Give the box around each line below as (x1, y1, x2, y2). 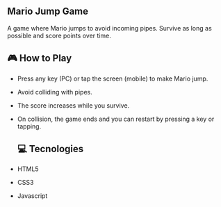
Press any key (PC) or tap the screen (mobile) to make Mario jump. (17, 74, 208, 83)
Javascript (17, 192, 48, 200)
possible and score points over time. (7, 31, 111, 40)
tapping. (17, 122, 42, 131)
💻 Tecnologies (17, 143, 84, 155)
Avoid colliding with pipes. (17, 88, 92, 96)
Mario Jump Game (7, 6, 89, 17)
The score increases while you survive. (17, 101, 130, 110)
